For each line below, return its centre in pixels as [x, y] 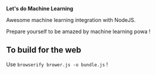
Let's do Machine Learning [40, 9]
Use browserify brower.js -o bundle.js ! [57, 64]
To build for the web [44, 50]
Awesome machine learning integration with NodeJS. [71, 20]
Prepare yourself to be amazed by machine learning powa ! [78, 31]
